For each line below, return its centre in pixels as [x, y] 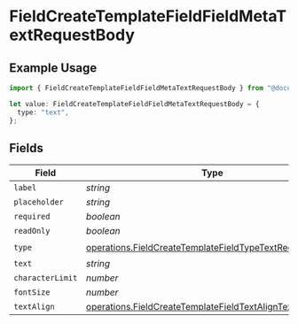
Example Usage [53, 68]
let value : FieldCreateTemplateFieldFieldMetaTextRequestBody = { [134, 104]
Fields [27, 148]
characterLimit [46, 278]
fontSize [32, 293]
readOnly [32, 231]
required [32, 217]
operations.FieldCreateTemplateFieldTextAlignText [191, 307]
